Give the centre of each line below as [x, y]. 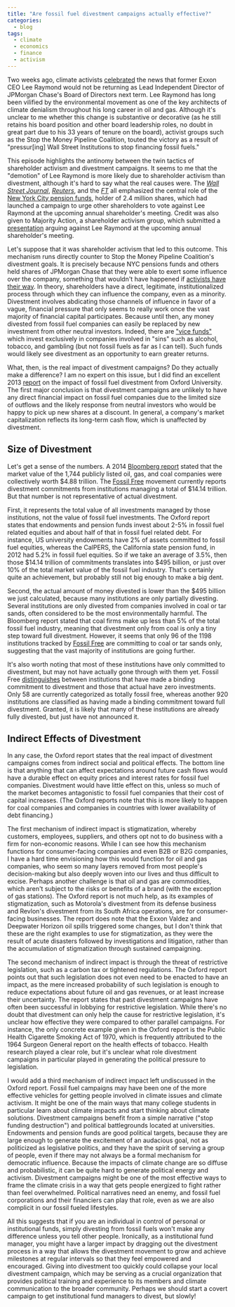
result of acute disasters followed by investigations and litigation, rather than [117, 941]
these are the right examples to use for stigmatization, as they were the [110, 934]
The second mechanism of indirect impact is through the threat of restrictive [117, 962]
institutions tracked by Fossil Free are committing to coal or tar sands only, [115, 643]
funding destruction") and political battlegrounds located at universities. [111, 1125]
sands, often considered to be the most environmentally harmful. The [107, 613]
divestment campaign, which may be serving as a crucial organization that [115, 1274]
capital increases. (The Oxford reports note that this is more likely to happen [117, 800]
